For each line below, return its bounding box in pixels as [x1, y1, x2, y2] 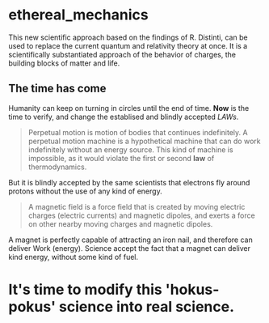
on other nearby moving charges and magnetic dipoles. [27, 219, 213, 228]
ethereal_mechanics [8, 6, 149, 24]
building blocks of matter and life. [8, 58, 120, 68]
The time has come [8, 82, 107, 96]
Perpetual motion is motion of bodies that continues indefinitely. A [27, 127, 248, 137]
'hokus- [165, 280, 220, 299]
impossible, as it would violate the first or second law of [27, 153, 215, 163]
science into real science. [59, 297, 235, 316]
